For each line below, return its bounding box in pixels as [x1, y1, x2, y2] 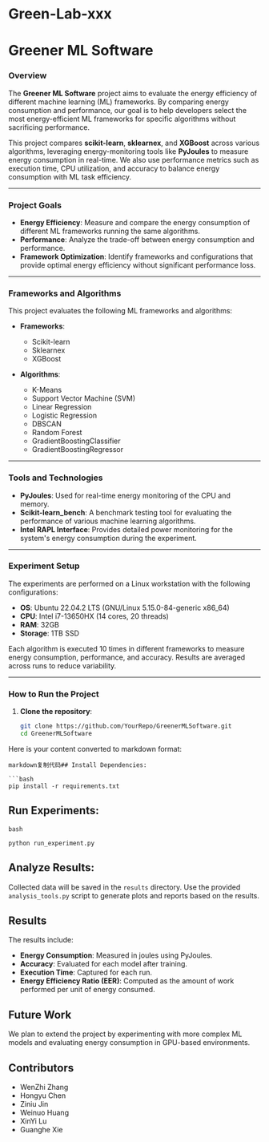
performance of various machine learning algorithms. [19, 516, 196, 526]
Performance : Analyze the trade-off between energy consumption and [19, 234, 255, 244]
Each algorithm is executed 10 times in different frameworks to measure [8, 644, 245, 653]
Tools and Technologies [8, 472, 103, 483]
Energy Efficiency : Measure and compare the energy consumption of [19, 217, 251, 227]
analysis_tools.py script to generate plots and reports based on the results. [8, 890, 260, 900]
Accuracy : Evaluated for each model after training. [19, 959, 188, 969]
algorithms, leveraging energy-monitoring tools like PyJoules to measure [8, 146, 249, 156]
